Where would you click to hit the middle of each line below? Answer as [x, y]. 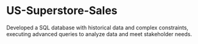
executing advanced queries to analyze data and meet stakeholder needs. [99, 34]
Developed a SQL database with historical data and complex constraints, [97, 28]
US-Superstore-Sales [62, 11]
